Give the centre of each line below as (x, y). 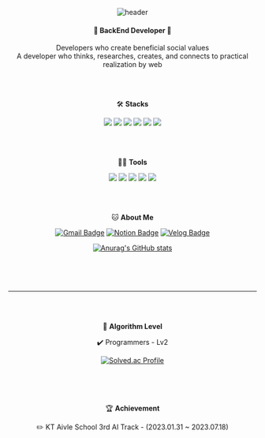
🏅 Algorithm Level (132, 327)
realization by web (132, 65)
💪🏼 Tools (132, 163)
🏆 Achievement (132, 408)
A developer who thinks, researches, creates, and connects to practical (132, 56)
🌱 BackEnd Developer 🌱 (132, 30)
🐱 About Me (132, 218)
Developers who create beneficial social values (132, 48)
